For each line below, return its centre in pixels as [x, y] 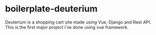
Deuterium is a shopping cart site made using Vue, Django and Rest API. [78, 22]
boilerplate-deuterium [51, 9]
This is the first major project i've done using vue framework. [67, 27]
